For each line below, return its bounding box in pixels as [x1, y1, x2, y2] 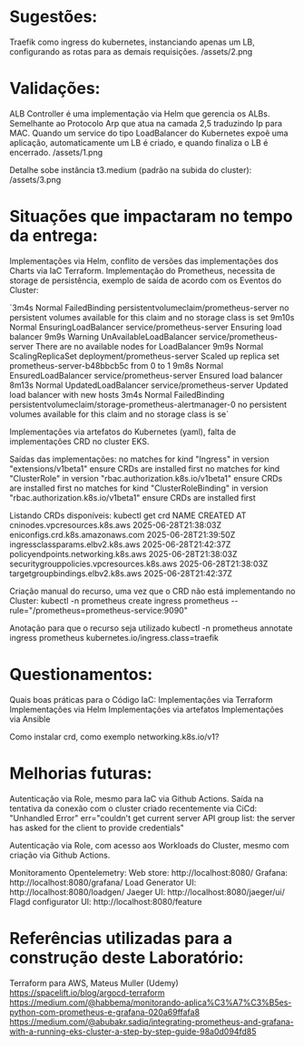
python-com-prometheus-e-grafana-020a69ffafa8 [9, 1006, 201, 1017]
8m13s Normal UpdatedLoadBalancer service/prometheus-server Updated [9, 380, 289, 391]
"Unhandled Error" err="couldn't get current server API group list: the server [9, 812, 296, 823]
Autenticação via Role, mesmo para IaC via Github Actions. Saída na [9, 793, 264, 804]
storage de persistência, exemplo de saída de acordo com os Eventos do [9, 275, 282, 286]
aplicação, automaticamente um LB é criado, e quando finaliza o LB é [9, 137, 269, 147]
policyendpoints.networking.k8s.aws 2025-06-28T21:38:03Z [9, 548, 238, 559]
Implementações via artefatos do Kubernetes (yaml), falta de [9, 426, 237, 437]
